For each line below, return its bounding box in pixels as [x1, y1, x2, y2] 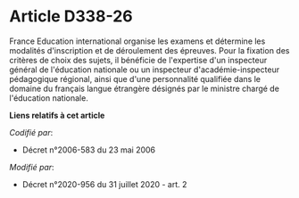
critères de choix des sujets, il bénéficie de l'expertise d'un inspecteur [9, 54, 268, 65]
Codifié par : [9, 127, 54, 137]
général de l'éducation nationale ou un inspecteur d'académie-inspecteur [9, 64, 279, 75]
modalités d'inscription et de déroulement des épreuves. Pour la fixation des [9, 45, 290, 55]
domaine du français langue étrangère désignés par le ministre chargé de [9, 83, 279, 94]
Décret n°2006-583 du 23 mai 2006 [21, 144, 156, 155]
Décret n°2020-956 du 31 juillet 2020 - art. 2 [21, 178, 187, 189]
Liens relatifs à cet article [9, 110, 105, 120]
